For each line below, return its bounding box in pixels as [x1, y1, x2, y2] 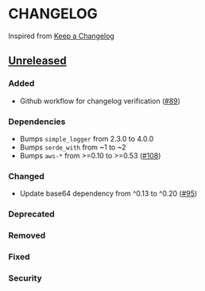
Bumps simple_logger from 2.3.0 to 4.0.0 [19, 134, 154, 143]
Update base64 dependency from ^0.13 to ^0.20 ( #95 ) [19, 188, 198, 199]
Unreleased [8, 54, 68, 68]
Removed [8, 230, 46, 241]
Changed [8, 170, 45, 181]
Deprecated [8, 208, 56, 219]
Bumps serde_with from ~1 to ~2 [19, 142, 126, 152]
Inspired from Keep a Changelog [8, 31, 115, 41]
